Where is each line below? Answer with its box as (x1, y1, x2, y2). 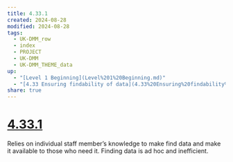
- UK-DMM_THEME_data (13, 61, 73, 68)
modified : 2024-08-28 (7, 23, 70, 30)
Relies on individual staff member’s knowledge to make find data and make (7, 139, 221, 148)
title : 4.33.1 (7, 10, 49, 17)
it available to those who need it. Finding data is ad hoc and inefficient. (7, 147, 209, 155)
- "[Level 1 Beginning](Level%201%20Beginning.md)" (13, 74, 166, 81)
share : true (7, 87, 42, 94)
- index (13, 42, 36, 49)
